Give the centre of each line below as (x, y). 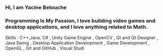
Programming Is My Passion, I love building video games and (80, 20)
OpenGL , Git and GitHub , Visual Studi (45, 48)
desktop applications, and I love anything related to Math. (76, 27)
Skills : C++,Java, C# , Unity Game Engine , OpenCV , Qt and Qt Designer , (82, 38)
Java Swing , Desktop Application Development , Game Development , (77, 43)
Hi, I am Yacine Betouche (36, 7)
